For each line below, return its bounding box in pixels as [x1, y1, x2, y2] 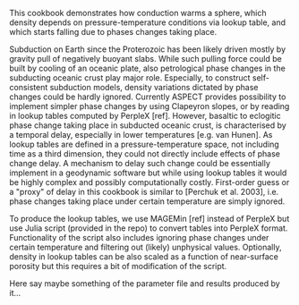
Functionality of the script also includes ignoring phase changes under [9, 233, 269, 242]
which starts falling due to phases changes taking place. [9, 27, 218, 37]
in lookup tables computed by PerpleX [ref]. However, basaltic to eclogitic [9, 111, 281, 121]
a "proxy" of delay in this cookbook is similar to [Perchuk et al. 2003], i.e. [9, 187, 279, 197]
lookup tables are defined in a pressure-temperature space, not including [9, 139, 279, 149]
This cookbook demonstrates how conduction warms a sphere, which [9, 8, 267, 18]
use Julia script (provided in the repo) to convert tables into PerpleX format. [9, 223, 288, 233]
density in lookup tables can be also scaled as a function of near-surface [9, 251, 279, 262]
